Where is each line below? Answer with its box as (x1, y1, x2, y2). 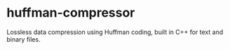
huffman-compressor (6, 5, 135, 21)
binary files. (6, 35, 41, 43)
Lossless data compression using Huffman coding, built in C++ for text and (6, 28, 224, 36)
